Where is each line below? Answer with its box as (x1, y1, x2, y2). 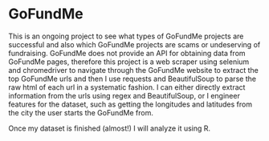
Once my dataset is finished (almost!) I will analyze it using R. (8, 123, 211, 133)
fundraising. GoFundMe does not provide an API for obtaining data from (8, 48, 247, 58)
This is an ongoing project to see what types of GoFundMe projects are (8, 31, 244, 41)
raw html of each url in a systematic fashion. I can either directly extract (8, 82, 246, 92)
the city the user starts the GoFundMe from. (8, 107, 154, 117)
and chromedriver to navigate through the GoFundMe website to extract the (8, 65, 259, 75)
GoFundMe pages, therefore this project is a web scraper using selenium (8, 57, 250, 66)
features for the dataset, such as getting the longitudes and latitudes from (8, 99, 253, 109)
